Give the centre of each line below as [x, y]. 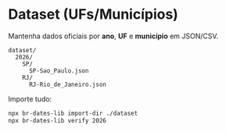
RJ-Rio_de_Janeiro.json [68, 84]
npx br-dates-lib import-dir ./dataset [73, 113]
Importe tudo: [30, 98]
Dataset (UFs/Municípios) [93, 14]
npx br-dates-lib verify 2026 [57, 120]
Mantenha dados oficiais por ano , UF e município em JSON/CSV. [113, 36]
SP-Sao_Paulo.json [59, 71]
